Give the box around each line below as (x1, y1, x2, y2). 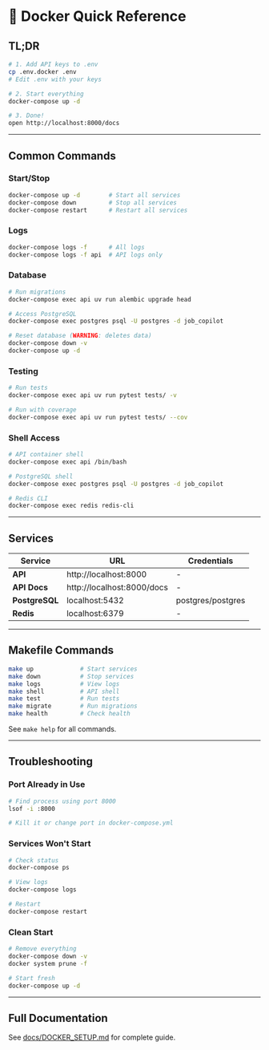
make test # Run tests (8, 695, 120, 703)
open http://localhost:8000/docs (8, 120, 120, 128)
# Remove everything (8, 945, 78, 953)
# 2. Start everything (8, 90, 84, 98)
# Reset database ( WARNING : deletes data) (8, 332, 152, 340)
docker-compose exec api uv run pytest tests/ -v (8, 391, 178, 399)
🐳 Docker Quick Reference (8, 7, 187, 26)
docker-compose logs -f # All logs (8, 243, 146, 251)
